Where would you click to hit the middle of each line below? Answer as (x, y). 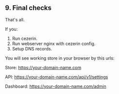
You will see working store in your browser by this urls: (60, 58)
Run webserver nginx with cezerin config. (54, 44)
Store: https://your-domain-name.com (43, 67)
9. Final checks (28, 8)
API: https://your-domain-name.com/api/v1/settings (57, 77)
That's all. (15, 19)
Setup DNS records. (32, 48)
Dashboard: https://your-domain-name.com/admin (56, 86)
